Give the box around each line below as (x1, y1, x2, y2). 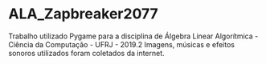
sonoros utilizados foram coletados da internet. (8, 48, 165, 58)
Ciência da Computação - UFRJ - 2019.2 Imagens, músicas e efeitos (8, 39, 235, 49)
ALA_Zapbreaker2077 (8, 5, 158, 23)
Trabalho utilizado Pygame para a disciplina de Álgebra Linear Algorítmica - (8, 31, 259, 41)
